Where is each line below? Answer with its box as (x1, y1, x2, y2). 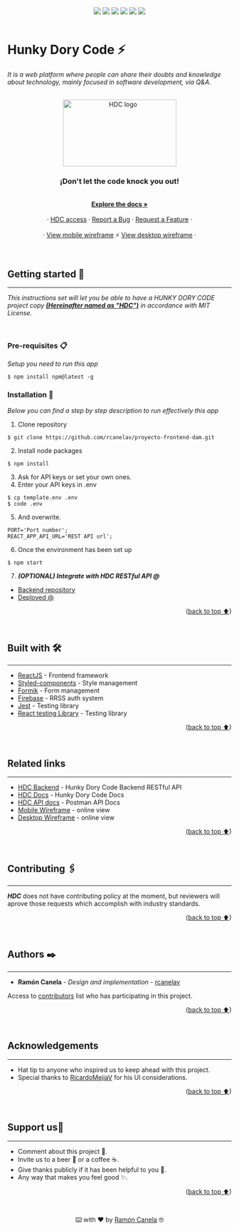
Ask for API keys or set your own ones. (17, 472, 132, 481)
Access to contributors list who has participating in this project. (7, 991, 193, 1000)
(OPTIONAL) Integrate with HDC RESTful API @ (17, 571, 160, 580)
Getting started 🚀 (7, 267, 85, 280)
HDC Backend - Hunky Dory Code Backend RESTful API (17, 783, 182, 792)
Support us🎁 (7, 1121, 64, 1133)
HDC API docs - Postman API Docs (17, 798, 121, 807)
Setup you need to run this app (7, 359, 98, 368)
